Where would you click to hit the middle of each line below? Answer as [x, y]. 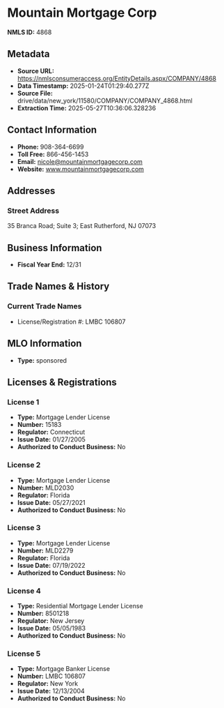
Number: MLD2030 [46, 488]
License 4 [24, 591]
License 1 [23, 402]
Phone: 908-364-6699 [50, 146]
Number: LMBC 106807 [51, 676]
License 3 [24, 528]
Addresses [31, 191]
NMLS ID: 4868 [30, 32]
